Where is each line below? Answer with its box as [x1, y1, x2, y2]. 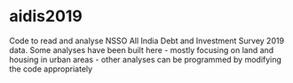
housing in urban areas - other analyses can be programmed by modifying [9, 54, 282, 64]
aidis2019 [9, 6, 83, 26]
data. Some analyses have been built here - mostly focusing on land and [9, 44, 274, 55]
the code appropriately [9, 64, 93, 74]
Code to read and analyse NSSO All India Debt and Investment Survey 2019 [9, 35, 285, 46]
